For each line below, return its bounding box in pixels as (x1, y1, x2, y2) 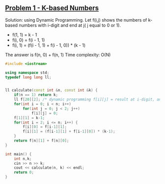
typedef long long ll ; (5, 75, 52, 80)
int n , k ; (14, 156, 32, 161)
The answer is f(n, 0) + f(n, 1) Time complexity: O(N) (5, 52, 111, 58)
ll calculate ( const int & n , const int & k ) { (5, 88, 98, 93)
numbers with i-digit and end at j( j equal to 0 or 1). (19, 22, 121, 28)
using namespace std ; (5, 70, 50, 75)
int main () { (5, 152, 32, 156)
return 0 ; (14, 170, 34, 175)
